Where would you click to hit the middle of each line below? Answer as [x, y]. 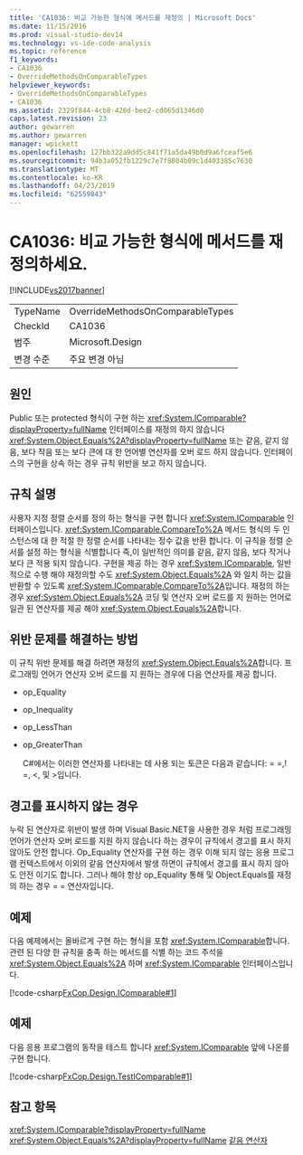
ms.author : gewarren [48, 136]
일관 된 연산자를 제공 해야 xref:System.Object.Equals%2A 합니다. [125, 608]
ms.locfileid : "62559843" [58, 194]
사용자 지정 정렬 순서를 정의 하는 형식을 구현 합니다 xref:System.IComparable [147, 517]
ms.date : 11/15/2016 [48, 26]
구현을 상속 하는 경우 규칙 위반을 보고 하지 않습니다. [116, 463]
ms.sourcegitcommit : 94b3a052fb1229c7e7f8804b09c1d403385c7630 [131, 161]
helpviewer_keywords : [50, 85]
